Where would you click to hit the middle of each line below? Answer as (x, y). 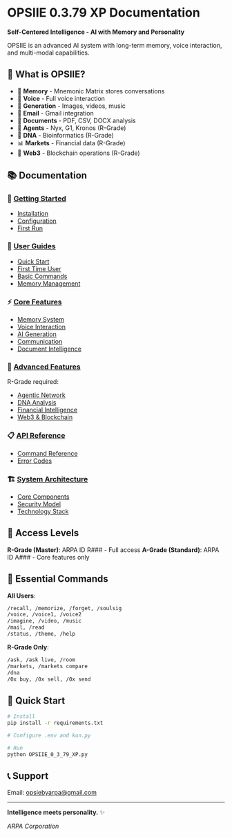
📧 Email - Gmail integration (56, 113)
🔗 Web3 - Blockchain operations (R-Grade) (78, 153)
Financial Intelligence (47, 410)
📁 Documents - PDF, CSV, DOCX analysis (76, 120)
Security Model (39, 504)
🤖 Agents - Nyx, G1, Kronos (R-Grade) (71, 128)
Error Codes (35, 461)
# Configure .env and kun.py (49, 735)
